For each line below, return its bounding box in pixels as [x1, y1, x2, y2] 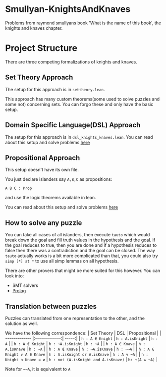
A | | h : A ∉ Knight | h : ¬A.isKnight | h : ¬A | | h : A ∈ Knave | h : [5, 340, 146, 346]
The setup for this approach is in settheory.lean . [5, 86, 105, 92]
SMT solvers [12, 282, 39, 288]
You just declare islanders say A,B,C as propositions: [5, 176, 112, 182]
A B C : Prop [5, 186, 32, 191]
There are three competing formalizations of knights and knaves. [5, 58, 137, 65]
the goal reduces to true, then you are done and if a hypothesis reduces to [5, 242, 157, 248]
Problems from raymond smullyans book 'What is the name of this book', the [5, 20, 162, 26]
